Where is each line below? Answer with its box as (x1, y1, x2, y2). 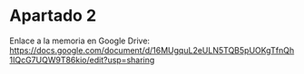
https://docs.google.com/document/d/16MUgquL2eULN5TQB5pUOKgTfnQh (9, 44, 295, 55)
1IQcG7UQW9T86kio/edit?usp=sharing (9, 54, 155, 65)
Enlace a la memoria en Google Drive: (9, 35, 151, 46)
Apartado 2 (9, 5, 97, 26)
